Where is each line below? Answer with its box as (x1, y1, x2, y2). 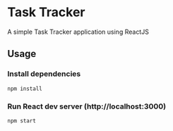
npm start (7, 117, 37, 124)
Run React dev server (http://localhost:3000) (7, 101, 167, 111)
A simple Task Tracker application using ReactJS (7, 27, 150, 36)
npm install (7, 85, 42, 92)
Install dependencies (7, 69, 81, 79)
